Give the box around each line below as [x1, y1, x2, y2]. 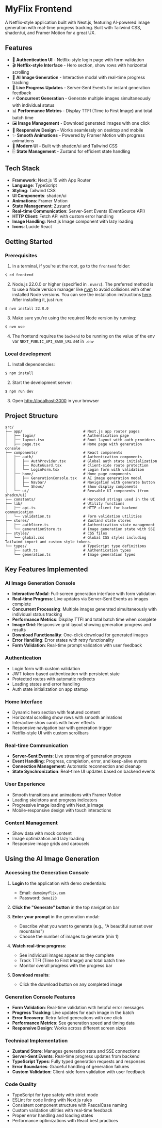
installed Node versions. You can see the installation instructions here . [12, 292, 153, 298]
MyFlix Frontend [5, 3, 72, 15]
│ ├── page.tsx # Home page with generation [5, 442, 142, 447]
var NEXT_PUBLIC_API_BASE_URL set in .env [12, 338, 94, 344]
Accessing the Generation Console [5, 869, 89, 876]
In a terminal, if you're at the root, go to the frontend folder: [12, 263, 131, 269]
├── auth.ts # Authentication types [14, 547, 131, 553]
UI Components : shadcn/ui [12, 193, 67, 199]
